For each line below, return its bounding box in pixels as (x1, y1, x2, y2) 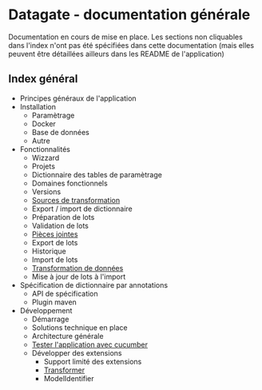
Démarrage (31, 314, 69, 324)
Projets (31, 161, 56, 171)
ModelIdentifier (43, 373, 94, 383)
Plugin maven (31, 297, 77, 307)
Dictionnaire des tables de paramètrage (31, 169, 162, 179)
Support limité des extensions (43, 356, 142, 366)
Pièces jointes (31, 229, 78, 239)
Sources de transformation (31, 195, 121, 205)
